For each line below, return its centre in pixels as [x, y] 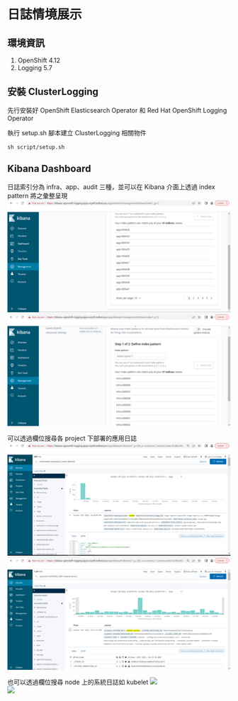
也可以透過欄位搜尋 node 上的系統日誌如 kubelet [78, 682]
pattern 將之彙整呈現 [38, 195]
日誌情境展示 [45, 15]
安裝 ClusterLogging [53, 92]
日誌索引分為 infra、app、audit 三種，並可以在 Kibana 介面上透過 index [111, 187]
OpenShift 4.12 [39, 60]
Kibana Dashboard [49, 169]
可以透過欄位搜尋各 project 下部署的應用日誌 [72, 438]
